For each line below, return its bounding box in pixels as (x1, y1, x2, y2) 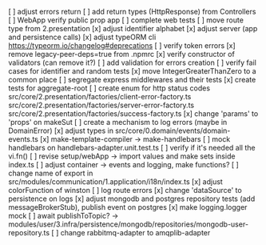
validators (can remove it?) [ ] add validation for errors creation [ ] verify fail (8, 58, 257, 67)
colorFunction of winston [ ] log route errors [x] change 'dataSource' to (8, 186, 242, 195)
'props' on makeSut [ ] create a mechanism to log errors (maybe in (8, 118, 228, 127)
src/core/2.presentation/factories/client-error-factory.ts (8, 92, 192, 101)
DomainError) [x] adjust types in (8, 126, 114, 135)
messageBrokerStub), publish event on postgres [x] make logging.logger (8, 203, 248, 211)
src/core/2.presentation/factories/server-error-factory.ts (8, 100, 194, 110)
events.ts (8, 135, 38, 143)
